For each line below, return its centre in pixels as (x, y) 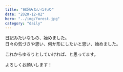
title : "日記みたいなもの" (30, 10)
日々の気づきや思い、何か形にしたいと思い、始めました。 (63, 44)
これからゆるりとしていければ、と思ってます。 (52, 54)
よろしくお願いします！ (29, 65)
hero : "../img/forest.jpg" (32, 19)
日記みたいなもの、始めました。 (37, 38)
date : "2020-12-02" (25, 14)
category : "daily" (24, 23)
